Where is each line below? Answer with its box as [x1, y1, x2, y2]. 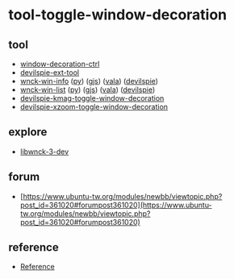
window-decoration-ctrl [19, 59, 100, 69]
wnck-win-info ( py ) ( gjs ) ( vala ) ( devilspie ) [19, 77, 159, 85]
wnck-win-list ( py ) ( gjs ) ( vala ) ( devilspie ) [19, 85, 156, 94]
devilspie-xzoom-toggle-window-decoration [19, 102, 168, 111]
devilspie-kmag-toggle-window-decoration [19, 94, 165, 102]
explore [8, 125, 48, 139]
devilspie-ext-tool [19, 68, 79, 77]
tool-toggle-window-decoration [8, 6, 228, 24]
